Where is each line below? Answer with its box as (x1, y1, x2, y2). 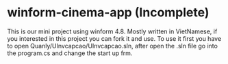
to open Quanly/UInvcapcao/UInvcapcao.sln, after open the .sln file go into (7, 42, 218, 50)
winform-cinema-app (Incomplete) (7, 5, 210, 20)
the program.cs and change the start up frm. (7, 49, 133, 57)
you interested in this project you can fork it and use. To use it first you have (7, 34, 222, 42)
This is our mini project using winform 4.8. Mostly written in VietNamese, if (7, 27, 218, 35)
